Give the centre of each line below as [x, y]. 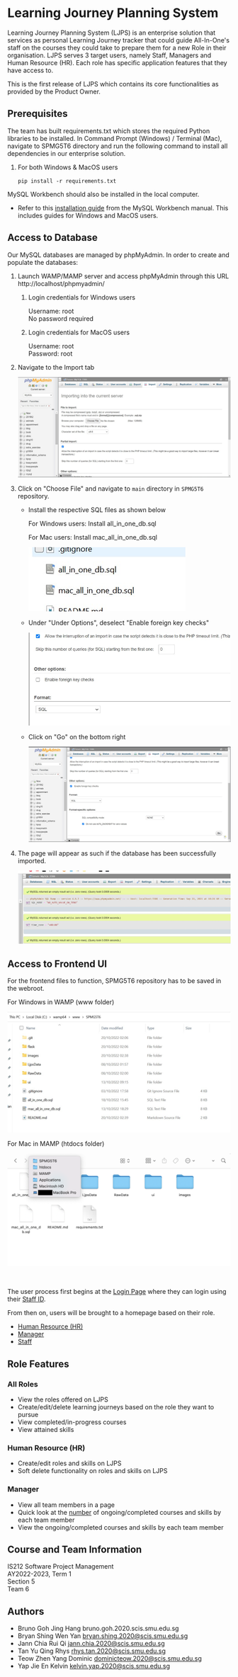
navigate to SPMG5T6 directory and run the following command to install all [118, 146]
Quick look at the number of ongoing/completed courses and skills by [119, 1512]
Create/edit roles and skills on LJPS [69, 1463]
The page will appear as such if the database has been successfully [117, 853]
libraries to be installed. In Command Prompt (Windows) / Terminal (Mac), [115, 138]
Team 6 [18, 1589]
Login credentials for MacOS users [79, 332]
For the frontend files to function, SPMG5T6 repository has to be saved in [114, 981]
